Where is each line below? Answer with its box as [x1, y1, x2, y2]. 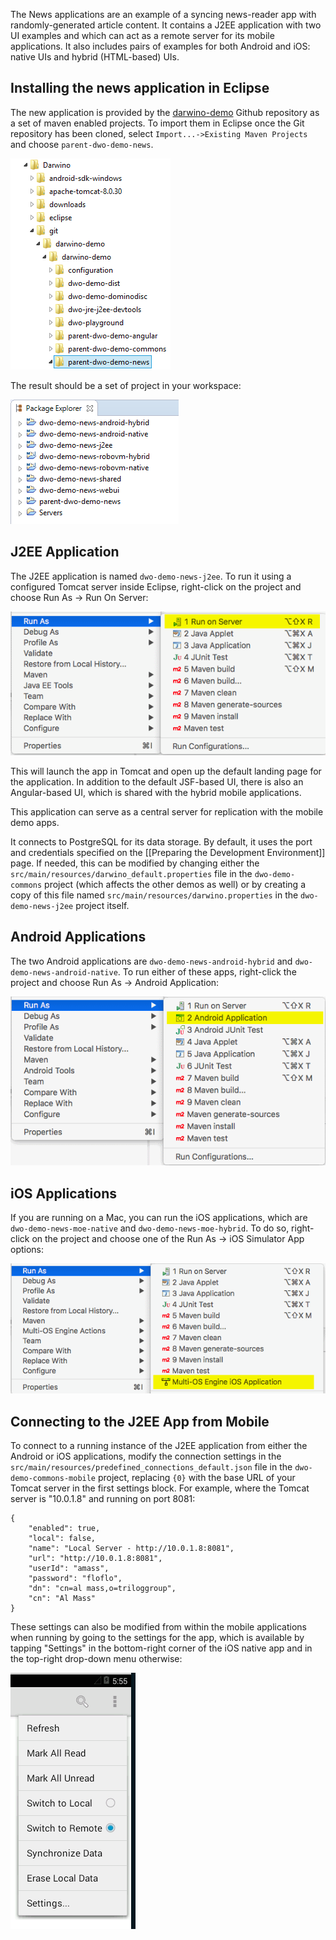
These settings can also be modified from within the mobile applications [10, 1620, 307, 1633]
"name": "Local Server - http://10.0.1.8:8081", [28, 1543, 235, 1553]
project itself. [75, 899, 130, 911]
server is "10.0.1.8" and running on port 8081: [10, 1492, 196, 1504]
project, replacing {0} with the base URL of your [97, 1471, 296, 1483]
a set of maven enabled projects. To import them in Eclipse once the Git [10, 117, 305, 129]
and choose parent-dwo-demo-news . [10, 138, 154, 150]
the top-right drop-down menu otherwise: [10, 1652, 183, 1664]
